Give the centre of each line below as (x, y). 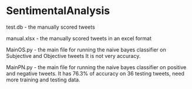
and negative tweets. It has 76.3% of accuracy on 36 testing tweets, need (95, 73)
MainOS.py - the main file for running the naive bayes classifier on (86, 49)
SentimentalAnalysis (58, 11)
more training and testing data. (43, 80)
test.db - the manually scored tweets (50, 27)
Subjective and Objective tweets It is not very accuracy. (73, 56)
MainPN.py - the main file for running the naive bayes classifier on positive (96, 67)
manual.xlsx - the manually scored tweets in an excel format (79, 38)
